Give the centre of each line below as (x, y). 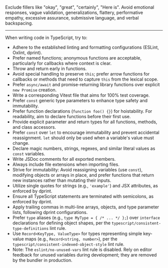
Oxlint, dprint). (27, 53)
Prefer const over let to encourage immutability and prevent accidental (86, 132)
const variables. (29, 154)
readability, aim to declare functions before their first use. (71, 116)
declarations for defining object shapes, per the (61, 223)
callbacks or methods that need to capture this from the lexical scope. (85, 79)
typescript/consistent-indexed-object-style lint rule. (68, 244)
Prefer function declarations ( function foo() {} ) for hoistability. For (82, 111)
